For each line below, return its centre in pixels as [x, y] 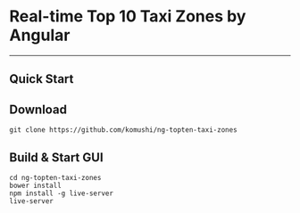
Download [38, 109]
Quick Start [42, 79]
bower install [36, 185]
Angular [40, 35]
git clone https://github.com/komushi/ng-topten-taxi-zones [124, 130]
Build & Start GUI [57, 157]
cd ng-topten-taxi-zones [55, 177]
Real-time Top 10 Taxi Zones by [128, 16]
